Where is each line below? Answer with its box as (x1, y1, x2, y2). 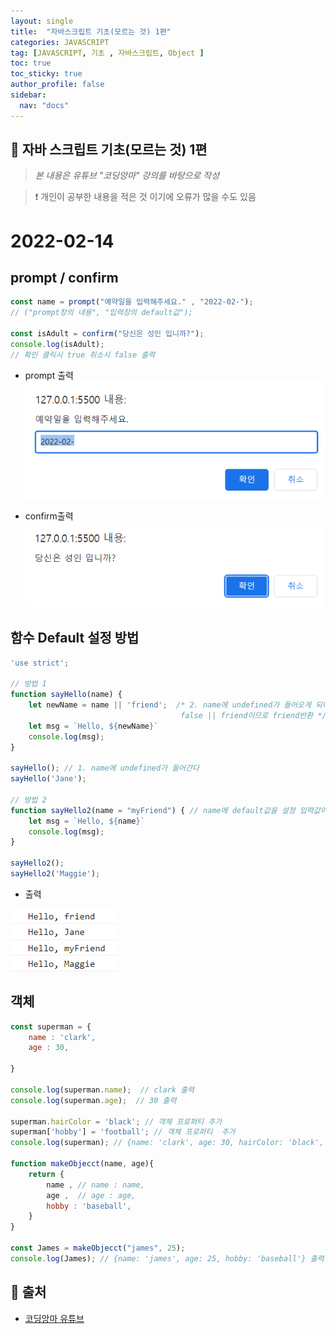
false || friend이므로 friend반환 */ (180, 710, 327, 720)
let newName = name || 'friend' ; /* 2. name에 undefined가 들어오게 (28, 700, 312, 710)
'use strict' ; (10, 658, 70, 668)
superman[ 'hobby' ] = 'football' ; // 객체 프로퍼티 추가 (10, 1127, 236, 1137)
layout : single (10, 16, 74, 26)
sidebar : (10, 90, 47, 100)
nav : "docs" (19, 100, 70, 110)
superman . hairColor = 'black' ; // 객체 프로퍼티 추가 (10, 1116, 223, 1127)
